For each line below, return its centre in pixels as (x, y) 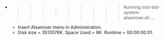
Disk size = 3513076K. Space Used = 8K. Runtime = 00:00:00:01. (85, 32)
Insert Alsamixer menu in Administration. (60, 27)
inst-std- (151, 7)
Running (132, 7)
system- (132, 12)
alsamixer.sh (136, 18)
